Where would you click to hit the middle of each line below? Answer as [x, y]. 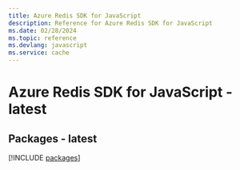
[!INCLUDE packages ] [44, 158]
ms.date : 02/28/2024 [43, 30]
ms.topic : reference [43, 38]
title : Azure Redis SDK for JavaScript [75, 16]
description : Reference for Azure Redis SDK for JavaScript [111, 23]
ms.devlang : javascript [48, 45]
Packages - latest [53, 138]
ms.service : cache [39, 53]
